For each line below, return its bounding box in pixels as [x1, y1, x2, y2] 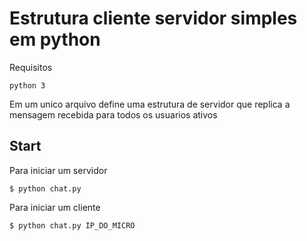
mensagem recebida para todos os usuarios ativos [9, 108, 218, 121]
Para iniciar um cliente [9, 201, 101, 213]
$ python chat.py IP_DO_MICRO [9, 220, 136, 231]
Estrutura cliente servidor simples [9, 7, 298, 30]
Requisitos [9, 61, 53, 73]
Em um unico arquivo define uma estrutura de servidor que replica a [9, 98, 291, 110]
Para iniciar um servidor [9, 164, 108, 176]
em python [9, 28, 101, 51]
